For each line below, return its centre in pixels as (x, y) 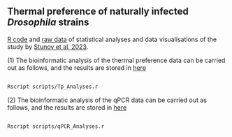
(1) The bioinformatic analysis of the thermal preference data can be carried (116, 60)
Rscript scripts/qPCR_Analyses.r (56, 126)
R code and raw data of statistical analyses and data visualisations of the (112, 39)
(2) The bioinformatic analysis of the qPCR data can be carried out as (107, 100)
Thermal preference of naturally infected (98, 12)
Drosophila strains (48, 23)
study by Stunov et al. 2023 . (48, 46)
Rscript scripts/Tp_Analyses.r (53, 87)
